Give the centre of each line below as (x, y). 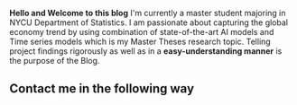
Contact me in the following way (102, 89)
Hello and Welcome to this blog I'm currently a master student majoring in (148, 13)
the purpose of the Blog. (55, 61)
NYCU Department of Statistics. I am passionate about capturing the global (149, 22)
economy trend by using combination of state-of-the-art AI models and (142, 32)
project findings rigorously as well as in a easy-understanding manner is (146, 51)
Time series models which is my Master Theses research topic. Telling (140, 41)
